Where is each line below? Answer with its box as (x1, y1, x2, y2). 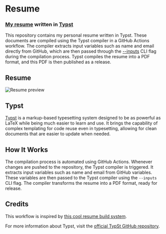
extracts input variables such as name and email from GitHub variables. (5, 169, 152, 175)
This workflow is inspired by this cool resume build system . (5, 213, 127, 219)
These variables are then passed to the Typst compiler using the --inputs (5, 174, 157, 181)
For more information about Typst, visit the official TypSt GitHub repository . (5, 223, 160, 229)
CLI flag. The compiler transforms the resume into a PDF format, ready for (5, 180, 157, 186)
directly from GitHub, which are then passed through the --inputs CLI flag (5, 48, 156, 54)
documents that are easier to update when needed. (5, 131, 111, 137)
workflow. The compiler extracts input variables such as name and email (5, 43, 154, 49)
